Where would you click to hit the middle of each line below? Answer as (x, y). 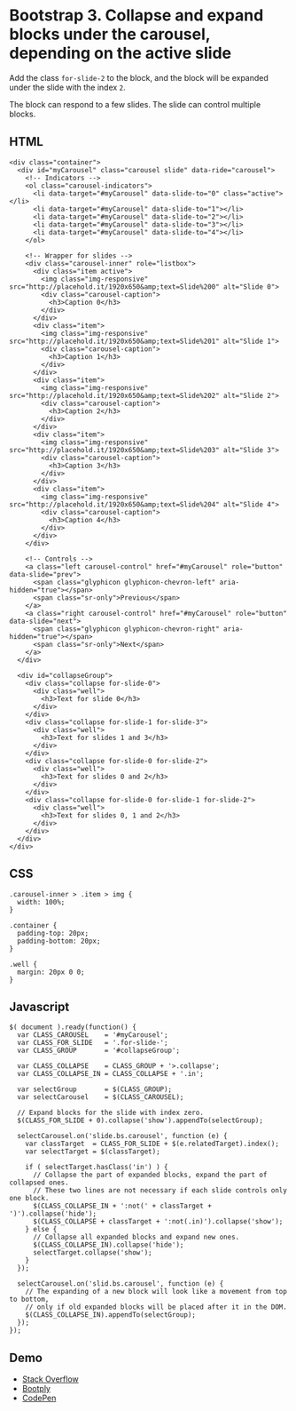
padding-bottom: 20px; (59, 941)
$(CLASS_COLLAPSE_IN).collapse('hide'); (108, 1245)
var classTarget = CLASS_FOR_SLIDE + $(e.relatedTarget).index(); (152, 1144)
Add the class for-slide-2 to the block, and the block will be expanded (139, 77)
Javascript (39, 1006)
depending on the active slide (121, 53)
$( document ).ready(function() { (73, 1027)
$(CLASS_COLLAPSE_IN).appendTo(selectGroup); (111, 1315)
